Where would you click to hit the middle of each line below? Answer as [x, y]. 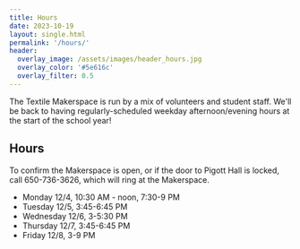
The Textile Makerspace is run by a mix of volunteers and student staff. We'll [150, 101]
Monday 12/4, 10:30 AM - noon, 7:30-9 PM [101, 197]
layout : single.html [48, 34]
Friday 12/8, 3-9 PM [59, 235]
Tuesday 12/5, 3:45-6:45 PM [75, 206]
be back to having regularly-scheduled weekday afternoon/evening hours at [150, 111]
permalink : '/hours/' [50, 43]
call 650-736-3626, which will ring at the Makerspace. [110, 179]
